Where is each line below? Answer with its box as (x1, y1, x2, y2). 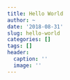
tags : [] (7, 42, 33, 49)
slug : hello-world (7, 29, 60, 37)
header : (7, 49, 30, 56)
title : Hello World (7, 10, 64, 17)
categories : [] (7, 36, 51, 43)
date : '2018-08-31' (7, 23, 64, 30)
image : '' (13, 62, 42, 69)
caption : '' (13, 56, 49, 63)
